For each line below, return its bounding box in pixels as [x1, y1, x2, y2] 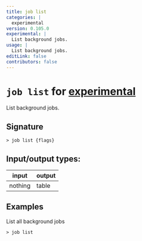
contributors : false [6, 59, 58, 65]
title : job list [6, 8, 47, 15]
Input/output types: [6, 154, 81, 164]
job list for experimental [6, 84, 136, 98]
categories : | [6, 14, 42, 20]
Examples [6, 202, 44, 212]
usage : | [6, 42, 28, 48]
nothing [9, 182, 31, 190]
